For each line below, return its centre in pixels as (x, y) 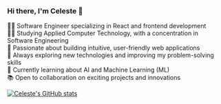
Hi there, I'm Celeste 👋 (45, 11)
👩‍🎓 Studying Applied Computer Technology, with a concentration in (103, 33)
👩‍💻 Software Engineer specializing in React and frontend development (107, 26)
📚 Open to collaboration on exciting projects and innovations (94, 78)
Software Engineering (38, 41)
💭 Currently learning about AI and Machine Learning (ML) (88, 70)
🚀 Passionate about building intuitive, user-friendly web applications (104, 48)
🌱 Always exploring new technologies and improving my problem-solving (111, 55)
